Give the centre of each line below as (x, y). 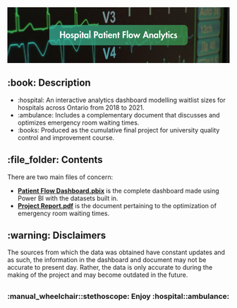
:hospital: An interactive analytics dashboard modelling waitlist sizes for (121, 100)
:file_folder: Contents (55, 160)
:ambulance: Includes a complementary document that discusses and (119, 115)
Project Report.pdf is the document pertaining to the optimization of (117, 205)
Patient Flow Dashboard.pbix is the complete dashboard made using (119, 190)
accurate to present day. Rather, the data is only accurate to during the (110, 268)
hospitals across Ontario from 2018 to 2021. (81, 107)
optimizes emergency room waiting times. (78, 122)
